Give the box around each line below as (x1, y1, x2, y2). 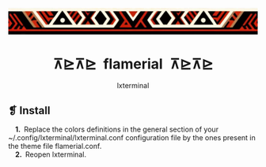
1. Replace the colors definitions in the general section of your (15, 124, 219, 134)
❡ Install (8, 103, 51, 117)
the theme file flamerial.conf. (8, 142, 102, 151)
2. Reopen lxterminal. (15, 150, 87, 159)
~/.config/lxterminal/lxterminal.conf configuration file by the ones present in (8, 133, 256, 143)
